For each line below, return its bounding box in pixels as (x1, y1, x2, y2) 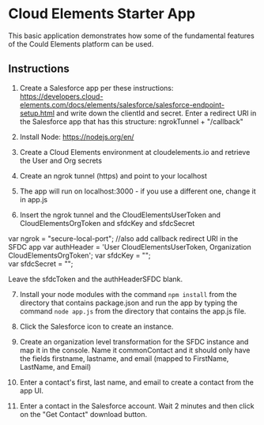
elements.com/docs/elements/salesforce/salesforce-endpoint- (19, 100, 225, 109)
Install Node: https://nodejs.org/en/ (19, 132, 134, 141)
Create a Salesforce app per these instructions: (19, 83, 174, 92)
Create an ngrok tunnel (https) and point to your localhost (19, 171, 208, 180)
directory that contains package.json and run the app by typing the (19, 298, 238, 307)
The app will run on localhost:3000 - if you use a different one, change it (19, 186, 257, 196)
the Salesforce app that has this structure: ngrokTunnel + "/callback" (19, 116, 243, 126)
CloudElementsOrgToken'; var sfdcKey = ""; (8, 250, 152, 260)
